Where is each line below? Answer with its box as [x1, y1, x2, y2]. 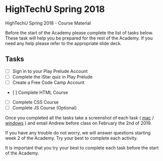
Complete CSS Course [12, 99, 59, 105]
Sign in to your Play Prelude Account [12, 68, 88, 74]
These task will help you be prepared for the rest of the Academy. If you [5, 35, 153, 41]
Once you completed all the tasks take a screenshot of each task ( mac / [5, 115, 154, 121]
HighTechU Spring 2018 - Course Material [5, 20, 91, 26]
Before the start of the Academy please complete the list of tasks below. [5, 29, 154, 35]
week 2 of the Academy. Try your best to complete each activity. [5, 135, 138, 141]
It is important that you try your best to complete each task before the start [5, 145, 159, 151]
